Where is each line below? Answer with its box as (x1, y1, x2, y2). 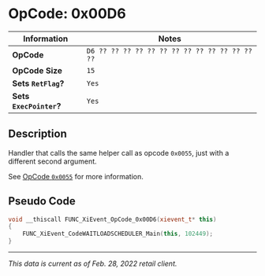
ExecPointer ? (12, 100, 62, 111)
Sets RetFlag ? (12, 78, 65, 89)
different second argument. (8, 156, 97, 166)
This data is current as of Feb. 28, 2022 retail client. (8, 259, 177, 268)
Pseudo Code (8, 194, 77, 208)
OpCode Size (12, 64, 63, 75)
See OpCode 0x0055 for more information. (8, 171, 144, 181)
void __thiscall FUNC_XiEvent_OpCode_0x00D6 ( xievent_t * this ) (8, 215, 217, 223)
